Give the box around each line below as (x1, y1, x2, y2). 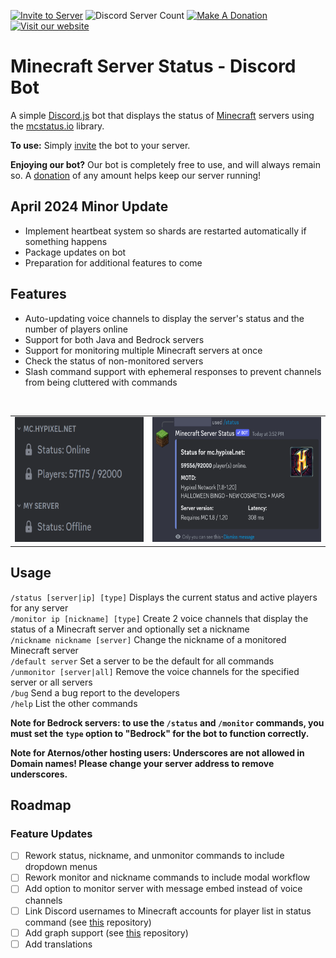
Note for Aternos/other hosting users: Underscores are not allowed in (10, 746, 305, 759)
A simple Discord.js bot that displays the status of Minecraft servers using (10, 109, 315, 121)
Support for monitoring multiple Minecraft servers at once (24, 344, 263, 356)
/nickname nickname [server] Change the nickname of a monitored (10, 633, 287, 645)
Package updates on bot (24, 246, 127, 258)
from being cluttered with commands (24, 376, 178, 388)
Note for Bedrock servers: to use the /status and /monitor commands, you (10, 716, 325, 729)
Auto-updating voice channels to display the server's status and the (24, 312, 305, 324)
